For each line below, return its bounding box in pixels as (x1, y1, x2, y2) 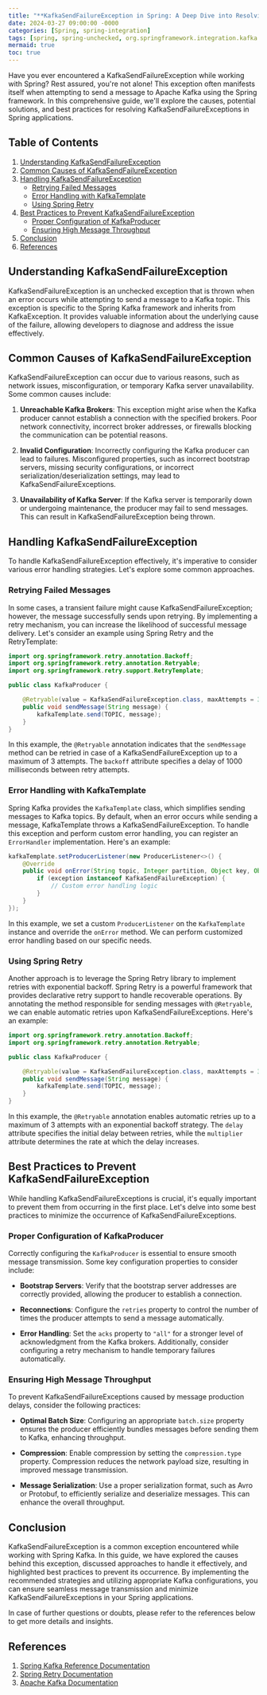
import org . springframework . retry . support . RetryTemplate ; (8, 667, 204, 675)
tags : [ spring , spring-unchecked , (8, 33, 123, 42)
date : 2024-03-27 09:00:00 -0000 (8, 19, 119, 27)
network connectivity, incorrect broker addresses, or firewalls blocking (19, 422, 252, 431)
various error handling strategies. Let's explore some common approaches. (8, 565, 255, 575)
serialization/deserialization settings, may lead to (19, 471, 180, 481)
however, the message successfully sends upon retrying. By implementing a (8, 611, 258, 621)
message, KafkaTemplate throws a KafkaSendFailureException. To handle (8, 820, 250, 830)
